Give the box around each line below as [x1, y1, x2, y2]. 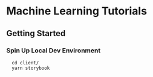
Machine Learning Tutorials [6, 4, 147, 18]
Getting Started [6, 28, 66, 38]
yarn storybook [11, 65, 50, 71]
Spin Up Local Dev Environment [6, 46, 101, 55]
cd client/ [11, 60, 39, 66]
